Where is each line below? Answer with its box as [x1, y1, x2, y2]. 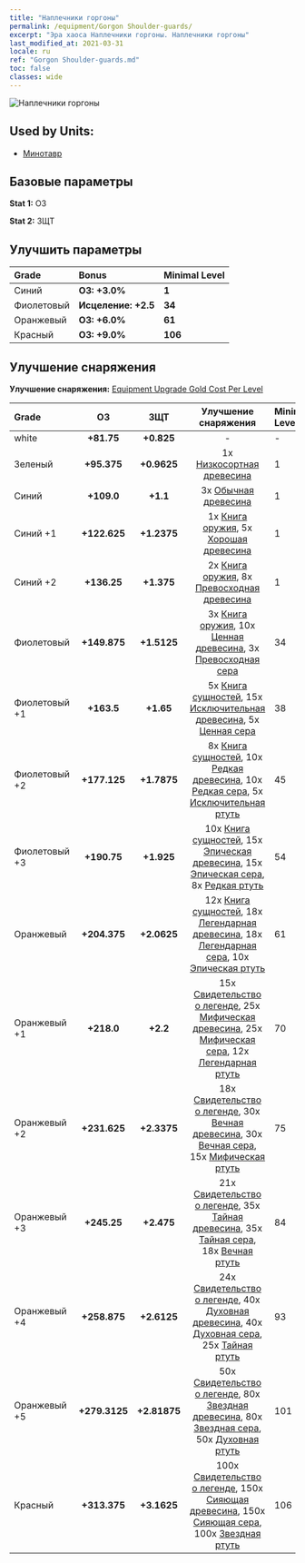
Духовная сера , [192, 1328, 263, 1340]
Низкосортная [195, 458, 260, 470]
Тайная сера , [198, 1233, 257, 1245]
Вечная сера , [198, 1139, 257, 1152]
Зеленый [14, 458, 54, 470]
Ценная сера [199, 725, 256, 737]
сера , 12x [205, 1045, 250, 1057]
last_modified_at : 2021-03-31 [9, 38, 124, 48]
